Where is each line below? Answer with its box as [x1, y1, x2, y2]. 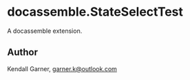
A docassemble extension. [7, 27, 83, 35]
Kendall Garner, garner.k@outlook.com [7, 64, 117, 72]
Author [7, 46, 38, 58]
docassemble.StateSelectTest [7, 4, 184, 20]
